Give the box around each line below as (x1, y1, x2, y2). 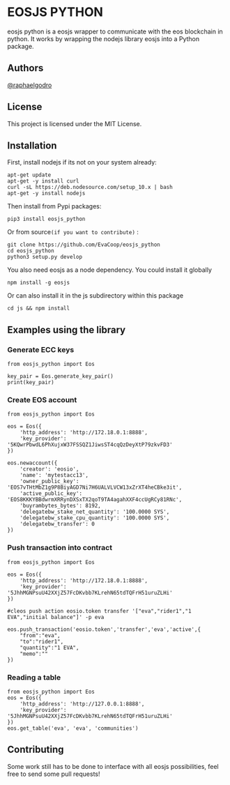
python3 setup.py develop (7, 254, 82, 261)
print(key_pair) (7, 379, 54, 386)
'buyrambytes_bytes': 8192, (20, 503, 101, 510)
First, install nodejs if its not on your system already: (7, 158, 157, 167)
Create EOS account (7, 395, 77, 404)
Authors (7, 62, 44, 74)
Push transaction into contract (7, 543, 113, 553)
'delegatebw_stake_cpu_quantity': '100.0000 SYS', (20, 515, 170, 521)
